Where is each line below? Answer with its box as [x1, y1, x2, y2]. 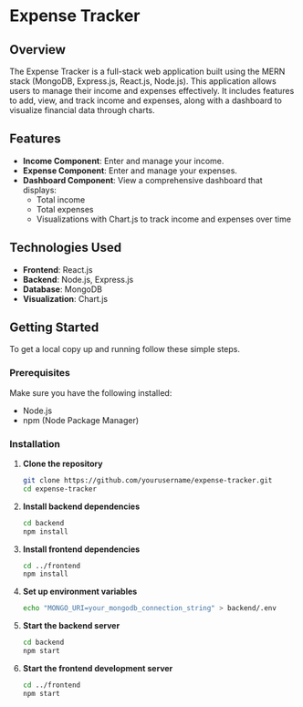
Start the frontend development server [22, 662, 173, 673]
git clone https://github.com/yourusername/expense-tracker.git [22, 476, 273, 485]
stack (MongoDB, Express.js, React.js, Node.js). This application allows [9, 76, 277, 87]
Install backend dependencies [22, 501, 140, 512]
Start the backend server [22, 620, 120, 631]
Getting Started [9, 320, 99, 336]
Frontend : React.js [22, 264, 93, 275]
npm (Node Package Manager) [22, 414, 140, 425]
